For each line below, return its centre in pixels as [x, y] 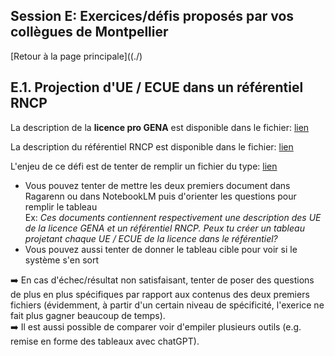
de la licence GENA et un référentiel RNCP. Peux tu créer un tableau [164, 228]
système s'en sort [62, 260]
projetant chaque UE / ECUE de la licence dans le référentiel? [151, 238]
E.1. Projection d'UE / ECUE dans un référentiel [157, 87]
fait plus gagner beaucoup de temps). [88, 315]
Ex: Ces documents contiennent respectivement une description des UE [173, 217]
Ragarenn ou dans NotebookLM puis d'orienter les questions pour [160, 196]
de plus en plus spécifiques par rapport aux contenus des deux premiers [160, 294]
